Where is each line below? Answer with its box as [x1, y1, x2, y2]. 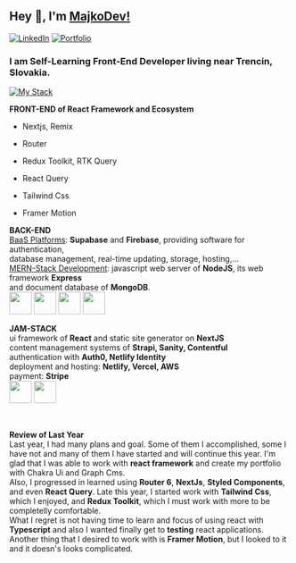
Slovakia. [9, 66, 51, 79]
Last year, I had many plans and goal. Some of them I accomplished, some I [9, 439, 287, 450]
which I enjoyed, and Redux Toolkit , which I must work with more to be [9, 496, 270, 507]
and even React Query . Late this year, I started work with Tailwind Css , [9, 486, 272, 497]
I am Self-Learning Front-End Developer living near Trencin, [9, 55, 273, 67]
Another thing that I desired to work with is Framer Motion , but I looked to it [9, 534, 287, 545]
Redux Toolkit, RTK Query [21, 155, 118, 166]
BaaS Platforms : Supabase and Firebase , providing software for [9, 234, 245, 246]
